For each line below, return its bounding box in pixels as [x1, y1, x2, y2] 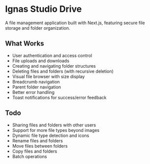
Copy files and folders [12, 148, 58, 154]
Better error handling [12, 89, 55, 95]
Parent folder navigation [12, 84, 61, 90]
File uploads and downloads [12, 58, 70, 64]
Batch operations [12, 153, 47, 159]
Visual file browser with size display [12, 73, 85, 80]
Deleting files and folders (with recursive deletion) [12, 68, 114, 74]
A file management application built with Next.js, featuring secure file [5, 20, 145, 26]
